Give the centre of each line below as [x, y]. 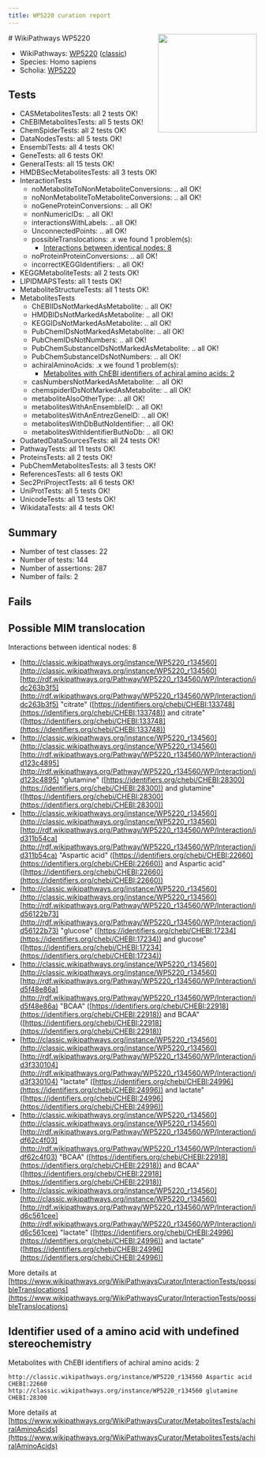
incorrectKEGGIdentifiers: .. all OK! [88, 264]
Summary [33, 532]
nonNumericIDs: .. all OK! [72, 215]
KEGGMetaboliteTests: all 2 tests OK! [79, 273]
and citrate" [186, 713]
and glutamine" [190, 788]
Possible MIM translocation [77, 628]
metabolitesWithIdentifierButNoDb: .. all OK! [103, 432]
